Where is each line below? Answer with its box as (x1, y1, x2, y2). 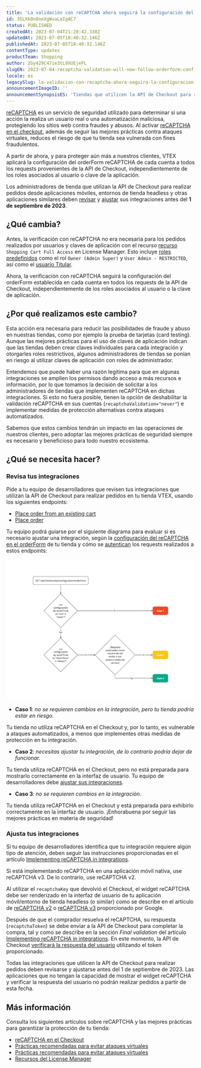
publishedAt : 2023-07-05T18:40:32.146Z (6, 41, 106, 47)
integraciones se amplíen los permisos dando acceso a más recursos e (6, 374, 181, 381)
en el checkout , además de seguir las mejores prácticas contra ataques (6, 128, 182, 135)
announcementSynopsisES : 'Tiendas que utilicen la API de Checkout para (6, 92, 191, 98)
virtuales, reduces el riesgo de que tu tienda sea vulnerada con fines (6, 135, 175, 141)
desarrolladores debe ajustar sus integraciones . (6, 778, 124, 785)
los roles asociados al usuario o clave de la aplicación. (6, 171, 140, 178)
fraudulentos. (6, 141, 39, 148)
